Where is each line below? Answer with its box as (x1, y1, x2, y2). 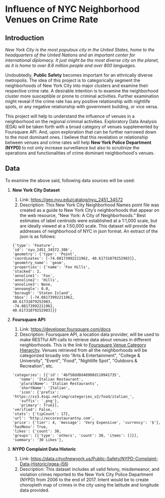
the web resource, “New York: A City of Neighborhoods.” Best (19, 212, 146, 218)
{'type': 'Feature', (12, 243, 55, 248)
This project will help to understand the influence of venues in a (5, 113, 135, 119)
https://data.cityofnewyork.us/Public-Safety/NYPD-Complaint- (30, 455, 158, 461)
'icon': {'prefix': (19, 390, 59, 395)
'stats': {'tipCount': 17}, (12, 411, 70, 416)
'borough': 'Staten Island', (12, 290, 73, 295)
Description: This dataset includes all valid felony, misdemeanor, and (19, 466, 160, 472)
